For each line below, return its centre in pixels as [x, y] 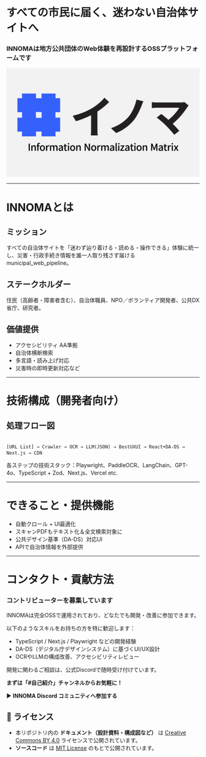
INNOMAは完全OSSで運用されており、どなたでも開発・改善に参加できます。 [103, 615]
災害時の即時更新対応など [48, 368]
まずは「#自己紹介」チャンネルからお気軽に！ [64, 683]
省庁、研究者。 [25, 308]
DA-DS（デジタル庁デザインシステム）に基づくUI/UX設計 [88, 649]
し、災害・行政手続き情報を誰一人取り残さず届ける [71, 255]
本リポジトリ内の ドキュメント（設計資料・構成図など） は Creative [101, 733]
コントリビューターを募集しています [60, 600]
